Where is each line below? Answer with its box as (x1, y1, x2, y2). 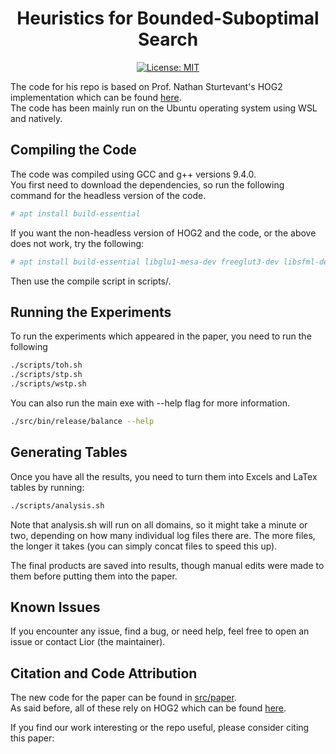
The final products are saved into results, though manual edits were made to (10, 559, 325, 571)
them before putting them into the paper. (10, 570, 178, 582)
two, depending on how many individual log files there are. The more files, (10, 529, 316, 541)
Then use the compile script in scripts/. (10, 275, 172, 287)
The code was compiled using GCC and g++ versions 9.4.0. (10, 168, 257, 180)
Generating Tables (10, 444, 128, 461)
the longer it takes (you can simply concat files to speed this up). (10, 540, 278, 552)
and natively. (10, 112, 63, 124)
